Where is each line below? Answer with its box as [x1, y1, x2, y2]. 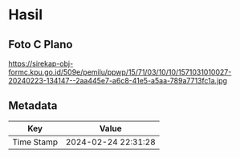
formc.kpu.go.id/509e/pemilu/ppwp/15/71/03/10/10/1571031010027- [8, 67, 232, 77]
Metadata [8, 99, 58, 113]
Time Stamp [12, 136, 59, 148]
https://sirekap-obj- [8, 59, 74, 68]
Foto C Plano [8, 38, 73, 51]
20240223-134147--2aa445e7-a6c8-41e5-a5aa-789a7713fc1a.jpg [8, 76, 227, 85]
